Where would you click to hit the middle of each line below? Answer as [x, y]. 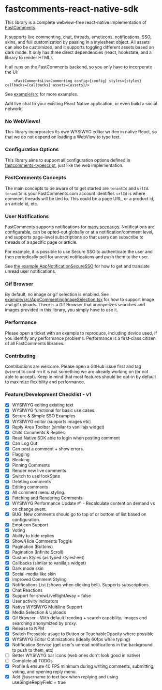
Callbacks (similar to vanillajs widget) [49, 563]
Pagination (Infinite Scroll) [38, 552]
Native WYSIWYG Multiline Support [47, 607]
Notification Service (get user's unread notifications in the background [82, 644]
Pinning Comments [31, 465]
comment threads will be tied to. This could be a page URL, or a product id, [80, 198]
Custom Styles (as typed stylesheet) [48, 557]
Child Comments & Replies [38, 432]
